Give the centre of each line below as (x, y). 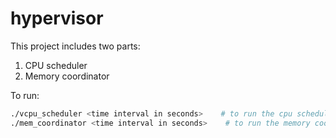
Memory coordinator (67, 76)
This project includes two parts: (75, 46)
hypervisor (57, 18)
